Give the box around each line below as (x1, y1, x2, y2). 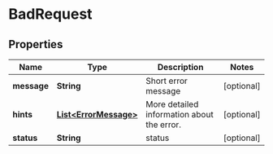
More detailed (145, 99, 199, 110)
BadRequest (8, 5, 93, 24)
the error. (145, 119, 181, 130)
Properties (8, 37, 63, 51)
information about (145, 109, 214, 120)
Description (157, 62, 204, 73)
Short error (145, 75, 188, 86)
